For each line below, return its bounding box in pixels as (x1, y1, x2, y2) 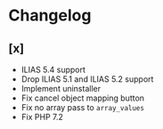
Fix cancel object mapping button (20, 93, 144, 103)
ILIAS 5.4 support (20, 64, 86, 75)
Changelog (8, 5, 92, 26)
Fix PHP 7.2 (20, 112, 64, 122)
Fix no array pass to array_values (20, 102, 144, 112)
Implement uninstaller (20, 84, 102, 93)
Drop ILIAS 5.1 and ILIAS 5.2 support (20, 74, 154, 85)
